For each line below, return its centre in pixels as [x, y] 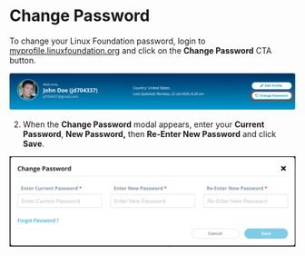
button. [23, 60]
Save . [34, 144]
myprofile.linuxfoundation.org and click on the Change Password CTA [141, 50]
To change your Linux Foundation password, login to [108, 41]
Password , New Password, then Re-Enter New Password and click [149, 134]
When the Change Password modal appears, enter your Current [143, 124]
